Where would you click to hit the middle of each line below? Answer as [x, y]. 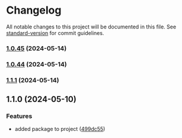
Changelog [34, 10]
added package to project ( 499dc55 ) [60, 129]
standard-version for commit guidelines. [55, 33]
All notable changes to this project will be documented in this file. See [91, 27]
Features [19, 116]
